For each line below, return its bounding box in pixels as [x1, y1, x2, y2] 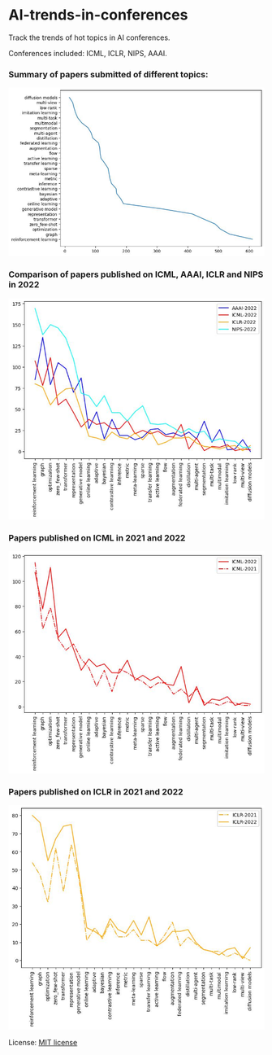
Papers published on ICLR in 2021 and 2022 [8, 786, 184, 797]
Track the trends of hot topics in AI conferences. [8, 33, 171, 42]
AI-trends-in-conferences [8, 6, 188, 24]
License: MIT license [8, 1037, 78, 1047]
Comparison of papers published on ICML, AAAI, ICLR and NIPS [8, 269, 264, 280]
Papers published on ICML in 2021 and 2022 [8, 532, 186, 543]
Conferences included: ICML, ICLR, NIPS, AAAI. [8, 48, 168, 58]
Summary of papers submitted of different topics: [8, 68, 209, 80]
